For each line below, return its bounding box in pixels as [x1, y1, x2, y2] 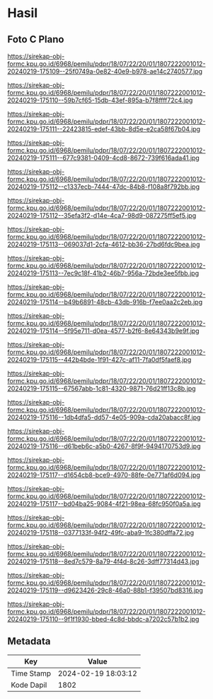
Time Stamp [11, 668, 52, 678]
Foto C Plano [7, 33, 64, 45]
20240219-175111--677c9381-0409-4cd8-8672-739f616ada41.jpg [7, 154, 200, 162]
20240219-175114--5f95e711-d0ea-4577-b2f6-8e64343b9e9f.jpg [7, 326, 200, 335]
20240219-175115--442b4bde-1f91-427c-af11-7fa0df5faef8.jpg [7, 356, 192, 363]
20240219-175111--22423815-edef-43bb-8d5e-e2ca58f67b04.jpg [7, 125, 200, 133]
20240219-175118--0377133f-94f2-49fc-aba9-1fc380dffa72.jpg [7, 529, 195, 536]
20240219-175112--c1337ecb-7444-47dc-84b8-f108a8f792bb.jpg [7, 182, 200, 191]
